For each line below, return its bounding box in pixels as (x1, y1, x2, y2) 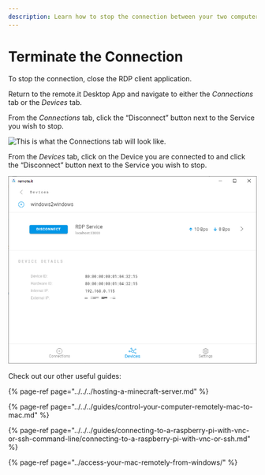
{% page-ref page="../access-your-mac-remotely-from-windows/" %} (8, 458, 238, 467)
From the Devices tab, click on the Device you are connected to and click (8, 151, 246, 161)
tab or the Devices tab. (8, 97, 83, 107)
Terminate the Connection (8, 47, 184, 65)
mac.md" (8, 410, 38, 420)
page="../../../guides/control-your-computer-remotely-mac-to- (50, 402, 254, 411)
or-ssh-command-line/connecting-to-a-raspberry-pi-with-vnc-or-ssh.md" (8, 434, 251, 443)
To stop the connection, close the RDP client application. (8, 73, 192, 83)
